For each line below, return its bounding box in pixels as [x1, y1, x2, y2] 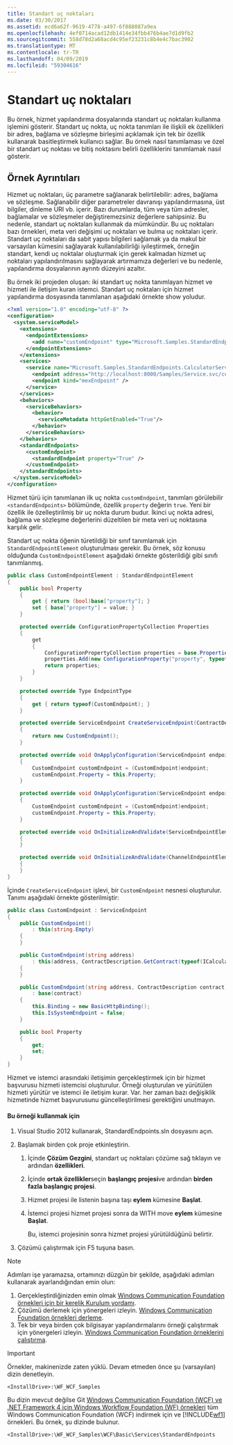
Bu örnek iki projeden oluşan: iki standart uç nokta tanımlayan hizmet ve [7, 278, 213, 286]
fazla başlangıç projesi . [27, 1182, 96, 1190]
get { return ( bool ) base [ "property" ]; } [32, 598, 150, 605]
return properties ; [44, 662, 101, 669]
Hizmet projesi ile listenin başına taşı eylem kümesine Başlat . [27, 1196, 202, 1204]
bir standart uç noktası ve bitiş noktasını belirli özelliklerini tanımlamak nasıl [7, 144, 221, 153]
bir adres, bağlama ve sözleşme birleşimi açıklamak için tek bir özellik [7, 129, 206, 138]
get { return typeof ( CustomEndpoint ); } [32, 701, 150, 708]
